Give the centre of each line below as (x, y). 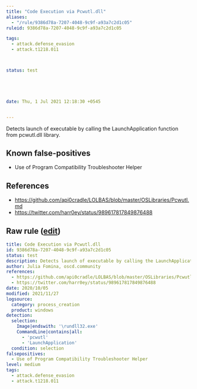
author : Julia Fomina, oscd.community (53, 266)
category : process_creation (46, 304)
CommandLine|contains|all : (50, 332)
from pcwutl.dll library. (33, 135)
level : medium (23, 365)
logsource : (19, 299)
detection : (19, 316)
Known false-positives (48, 153)
